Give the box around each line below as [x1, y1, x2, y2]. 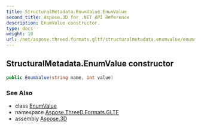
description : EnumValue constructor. [6, 20, 100, 26]
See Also [6, 89, 33, 97]
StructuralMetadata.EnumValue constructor [6, 59, 174, 69]
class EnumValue [14, 102, 57, 109]
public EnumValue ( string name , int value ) [6, 74, 114, 81]
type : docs [6, 25, 33, 32]
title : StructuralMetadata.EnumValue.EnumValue [6, 8, 127, 15]
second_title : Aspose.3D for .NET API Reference [6, 14, 130, 20]
